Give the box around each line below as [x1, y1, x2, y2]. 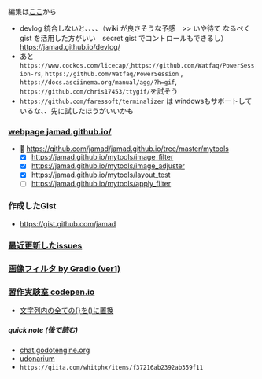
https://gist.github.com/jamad [19, 219, 116, 228]
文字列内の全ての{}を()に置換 [19, 305, 114, 315]
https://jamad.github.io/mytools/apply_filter [31, 179, 172, 189]
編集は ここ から [8, 7, 57, 16]
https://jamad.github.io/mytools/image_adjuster [31, 161, 185, 171]
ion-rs [19, 70, 42, 78]
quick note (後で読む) [8, 325, 79, 334]
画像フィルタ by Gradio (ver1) [8, 263, 120, 274]
